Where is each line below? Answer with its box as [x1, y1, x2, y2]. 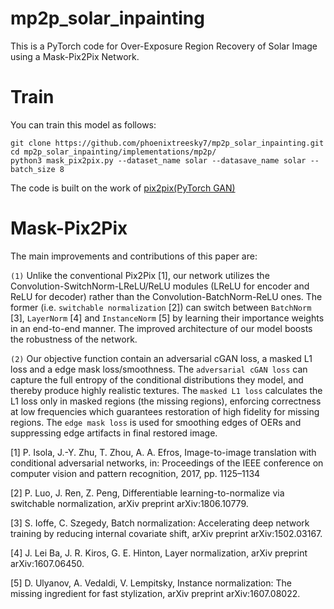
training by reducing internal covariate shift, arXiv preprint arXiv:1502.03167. [10, 527, 323, 539]
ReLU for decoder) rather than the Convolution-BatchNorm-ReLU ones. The [10, 290, 323, 302]
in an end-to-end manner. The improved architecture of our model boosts [10, 322, 313, 334]
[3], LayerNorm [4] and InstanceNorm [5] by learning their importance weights [10, 312, 325, 324]
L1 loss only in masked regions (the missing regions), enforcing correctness [10, 395, 322, 407]
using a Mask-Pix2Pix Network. [10, 50, 140, 62]
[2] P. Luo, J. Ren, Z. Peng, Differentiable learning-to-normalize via [10, 487, 285, 499]
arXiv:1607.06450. [10, 557, 85, 569]
